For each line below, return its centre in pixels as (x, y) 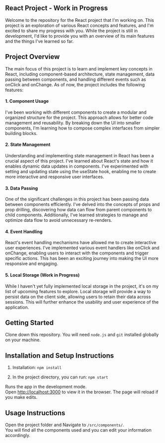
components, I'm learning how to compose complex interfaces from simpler (82, 128)
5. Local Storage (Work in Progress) (43, 275)
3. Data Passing (22, 188)
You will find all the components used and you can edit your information (79, 430)
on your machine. (23, 340)
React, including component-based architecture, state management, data (80, 74)
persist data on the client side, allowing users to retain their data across (78, 297)
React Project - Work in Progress (56, 8)
